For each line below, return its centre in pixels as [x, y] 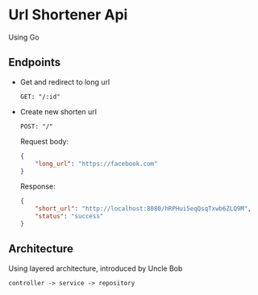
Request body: [44, 141]
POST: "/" [37, 127]
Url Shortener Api [68, 15]
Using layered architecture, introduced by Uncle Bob [96, 268]
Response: [37, 186]
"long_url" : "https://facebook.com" [96, 164]
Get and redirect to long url [65, 81]
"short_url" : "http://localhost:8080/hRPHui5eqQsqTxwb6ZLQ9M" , [144, 209]
